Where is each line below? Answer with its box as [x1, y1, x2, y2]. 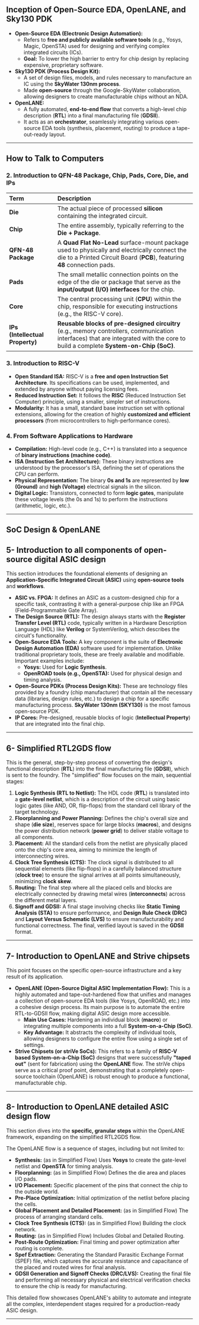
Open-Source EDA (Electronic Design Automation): [14, 30, 143, 37]
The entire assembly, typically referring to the [57, 221, 185, 229]
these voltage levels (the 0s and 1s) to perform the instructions [14, 496, 168, 503]
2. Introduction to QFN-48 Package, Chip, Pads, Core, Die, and [6, 172, 188, 180]
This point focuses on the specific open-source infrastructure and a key [6, 966, 182, 973]
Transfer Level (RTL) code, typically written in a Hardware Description [14, 619, 187, 627]
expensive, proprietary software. [23, 61, 104, 68]
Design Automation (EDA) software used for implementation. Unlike [14, 644, 181, 652]
